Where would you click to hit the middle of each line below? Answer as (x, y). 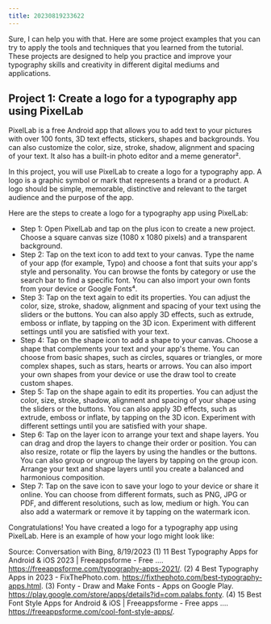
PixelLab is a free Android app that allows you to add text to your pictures (130, 131)
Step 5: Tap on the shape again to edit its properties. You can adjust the (139, 392)
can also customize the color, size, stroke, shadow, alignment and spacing (132, 148)
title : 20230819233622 (46, 16)
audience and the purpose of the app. (71, 198)
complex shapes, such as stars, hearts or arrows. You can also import (136, 366)
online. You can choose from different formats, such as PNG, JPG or (133, 495)
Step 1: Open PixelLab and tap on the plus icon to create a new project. (138, 229)
